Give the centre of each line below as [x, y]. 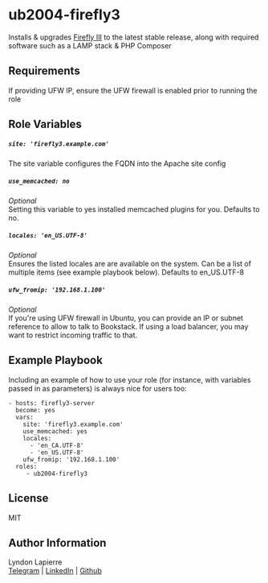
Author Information [57, 543]
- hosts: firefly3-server [51, 403]
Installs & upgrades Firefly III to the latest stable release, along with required [134, 37]
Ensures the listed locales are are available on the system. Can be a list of [130, 264]
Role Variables [45, 124]
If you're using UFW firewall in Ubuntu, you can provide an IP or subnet [126, 318]
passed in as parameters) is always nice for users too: [97, 388]
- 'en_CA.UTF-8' [57, 445]
